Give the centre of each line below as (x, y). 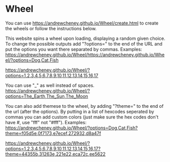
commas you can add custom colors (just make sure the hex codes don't (82, 117)
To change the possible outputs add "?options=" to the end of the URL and (84, 43)
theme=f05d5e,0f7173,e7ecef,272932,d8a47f (53, 133)
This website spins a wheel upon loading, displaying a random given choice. (86, 38)
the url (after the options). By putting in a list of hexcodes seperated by (80, 111)
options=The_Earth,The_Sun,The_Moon (47, 96)
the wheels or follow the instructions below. (51, 28)
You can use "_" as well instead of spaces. (50, 85)
